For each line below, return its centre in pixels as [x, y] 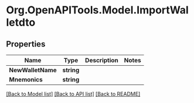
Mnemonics [26, 79]
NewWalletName [33, 70]
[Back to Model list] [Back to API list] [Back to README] [73, 94]
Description [102, 60]
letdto [21, 22]
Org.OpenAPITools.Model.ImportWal [97, 10]
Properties [26, 44]
